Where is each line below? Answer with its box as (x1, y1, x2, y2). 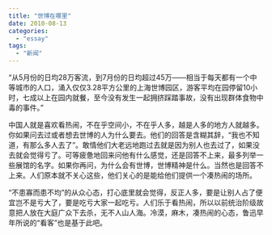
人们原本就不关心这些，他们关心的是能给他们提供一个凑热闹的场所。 (29, 170, 257, 180)
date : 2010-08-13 (8, 19, 67, 27)
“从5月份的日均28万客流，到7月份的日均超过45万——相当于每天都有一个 (8, 73, 250, 82)
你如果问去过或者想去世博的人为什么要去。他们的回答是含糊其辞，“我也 (8, 130, 246, 140)
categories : (8, 27, 49, 35)
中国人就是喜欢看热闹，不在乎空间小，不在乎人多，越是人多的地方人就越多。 (8, 120, 264, 129)
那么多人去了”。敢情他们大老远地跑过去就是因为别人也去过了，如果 (29, 141, 253, 149)
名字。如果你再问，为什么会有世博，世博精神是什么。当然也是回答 (36, 161, 257, 170)
